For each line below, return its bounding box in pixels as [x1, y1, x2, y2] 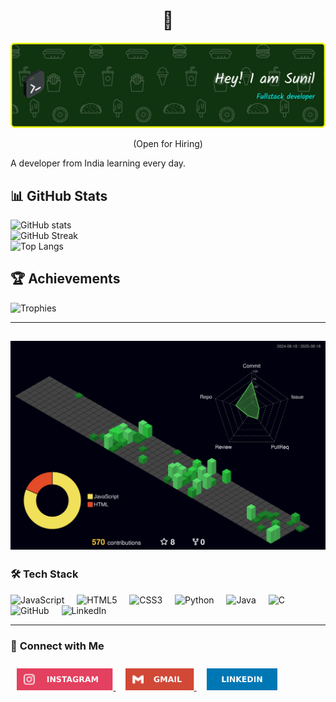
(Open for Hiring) [133, 138, 203, 150]
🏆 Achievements [10, 270, 121, 288]
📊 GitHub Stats [10, 187, 108, 204]
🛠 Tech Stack [10, 567, 79, 581]
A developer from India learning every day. [10, 157, 187, 169]
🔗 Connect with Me [10, 639, 105, 653]
